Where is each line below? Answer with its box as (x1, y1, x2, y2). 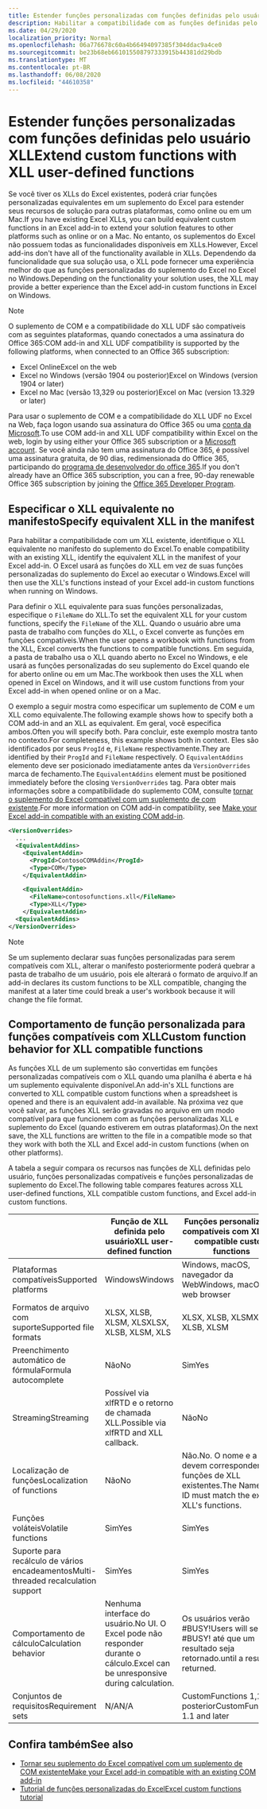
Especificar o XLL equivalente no (8, 502, 175, 515)
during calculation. (104, 1678, 175, 1689)
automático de (12, 1355, 66, 1366)
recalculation (48, 1575, 97, 1586)
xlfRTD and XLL (104, 1427, 164, 1438)
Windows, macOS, (181, 1260, 250, 1271)
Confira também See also (8, 1737, 133, 1751)
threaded (12, 1575, 46, 1586)
